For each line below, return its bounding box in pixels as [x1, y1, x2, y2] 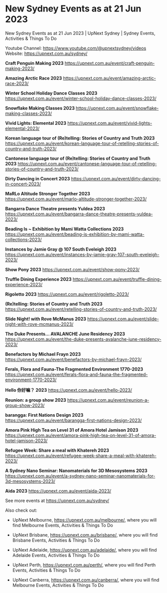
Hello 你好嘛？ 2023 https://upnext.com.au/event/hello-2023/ [5, 387, 132, 393]
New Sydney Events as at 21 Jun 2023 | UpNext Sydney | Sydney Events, [5, 30, 156, 36]
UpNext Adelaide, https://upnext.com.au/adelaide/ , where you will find [12, 547, 157, 553]
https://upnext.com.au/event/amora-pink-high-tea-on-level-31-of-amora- [5, 432, 157, 438]
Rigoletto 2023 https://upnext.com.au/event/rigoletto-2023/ [5, 291, 129, 297]
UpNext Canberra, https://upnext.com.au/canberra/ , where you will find [12, 577, 160, 583]
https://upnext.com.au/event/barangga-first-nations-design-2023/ [5, 417, 142, 423]
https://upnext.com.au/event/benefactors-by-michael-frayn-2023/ [5, 356, 142, 362]
